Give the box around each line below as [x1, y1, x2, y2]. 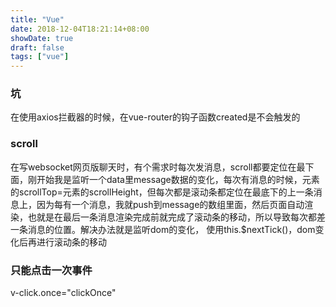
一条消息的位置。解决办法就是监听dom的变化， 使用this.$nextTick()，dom [10, 223, 316, 235]
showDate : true [10, 33, 74, 43]
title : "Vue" [10, 14, 65, 25]
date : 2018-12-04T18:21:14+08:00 [10, 24, 150, 34]
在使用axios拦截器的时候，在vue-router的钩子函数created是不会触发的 [10, 111, 301, 123]
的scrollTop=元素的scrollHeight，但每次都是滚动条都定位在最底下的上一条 [10, 186, 314, 198]
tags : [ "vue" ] [10, 52, 70, 62]
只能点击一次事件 [10, 263, 93, 277]
